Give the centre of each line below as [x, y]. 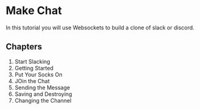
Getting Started [34, 68]
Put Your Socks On [38, 75]
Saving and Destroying [43, 94]
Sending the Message [42, 87]
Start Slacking [32, 61]
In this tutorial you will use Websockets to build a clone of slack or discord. [100, 28]
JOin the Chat [32, 81]
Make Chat [34, 11]
